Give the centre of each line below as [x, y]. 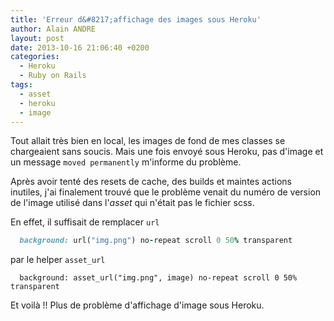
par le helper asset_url [58, 260]
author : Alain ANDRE [53, 29]
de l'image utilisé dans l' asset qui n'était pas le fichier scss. [132, 203]
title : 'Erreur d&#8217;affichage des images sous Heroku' [136, 19]
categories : [35, 57]
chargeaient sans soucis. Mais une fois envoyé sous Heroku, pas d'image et [167, 152]
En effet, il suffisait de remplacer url [85, 222]
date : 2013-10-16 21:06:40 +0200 [80, 47]
